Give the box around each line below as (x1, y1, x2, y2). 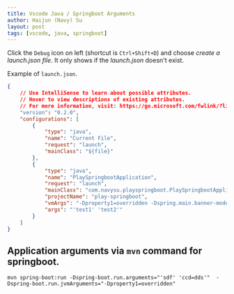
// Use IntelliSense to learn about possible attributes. (19, 90, 192, 97)
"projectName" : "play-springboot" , (44, 193, 148, 201)
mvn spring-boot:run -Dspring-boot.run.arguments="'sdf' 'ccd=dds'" (7, 274, 210, 281)
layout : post (7, 23, 45, 30)
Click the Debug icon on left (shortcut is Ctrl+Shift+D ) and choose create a (7, 49, 221, 57)
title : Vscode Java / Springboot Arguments (7, 10, 136, 17)
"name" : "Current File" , (44, 135, 117, 142)
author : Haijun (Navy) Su (7, 17, 82, 24)
